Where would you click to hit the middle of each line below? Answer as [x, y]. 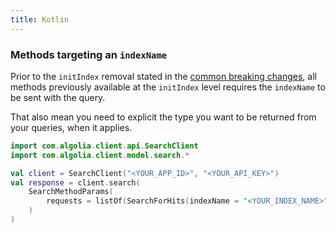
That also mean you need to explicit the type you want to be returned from [163, 117]
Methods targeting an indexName [89, 54]
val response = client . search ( [75, 182]
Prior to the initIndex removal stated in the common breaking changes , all [163, 76]
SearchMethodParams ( [71, 192]
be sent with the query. [58, 97]
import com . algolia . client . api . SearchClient [104, 146]
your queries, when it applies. [71, 127]
